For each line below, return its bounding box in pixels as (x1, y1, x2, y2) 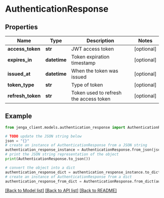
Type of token (71, 81, 103, 88)
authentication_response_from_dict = (5, 179, 82, 184)
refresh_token (7, 93, 41, 99)
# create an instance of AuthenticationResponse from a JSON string (5, 143, 147, 148)
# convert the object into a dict (5, 165, 76, 170)
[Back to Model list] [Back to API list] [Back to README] (5, 188, 117, 194)
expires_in (7, 57, 32, 63)
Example (5, 112, 32, 120)
